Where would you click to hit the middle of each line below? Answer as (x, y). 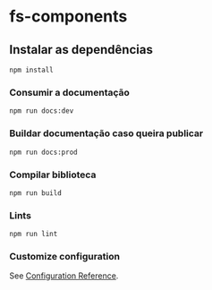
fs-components (68, 17)
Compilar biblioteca (53, 175)
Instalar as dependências (81, 50)
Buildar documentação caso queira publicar (106, 133)
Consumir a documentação (69, 92)
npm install (31, 70)
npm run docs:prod (43, 152)
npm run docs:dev (42, 111)
